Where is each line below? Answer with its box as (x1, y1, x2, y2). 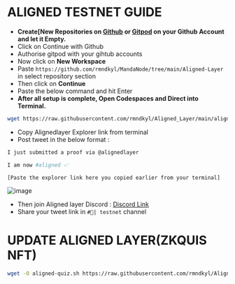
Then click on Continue (17, 79, 86, 87)
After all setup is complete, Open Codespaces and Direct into (17, 94, 199, 102)
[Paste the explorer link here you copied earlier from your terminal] (7, 174, 220, 181)
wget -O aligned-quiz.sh (7, 270, 80, 277)
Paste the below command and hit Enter (17, 87, 133, 95)
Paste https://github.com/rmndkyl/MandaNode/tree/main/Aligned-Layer (17, 64, 224, 73)
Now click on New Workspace (17, 57, 106, 65)
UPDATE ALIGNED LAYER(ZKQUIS (7, 232, 208, 248)
